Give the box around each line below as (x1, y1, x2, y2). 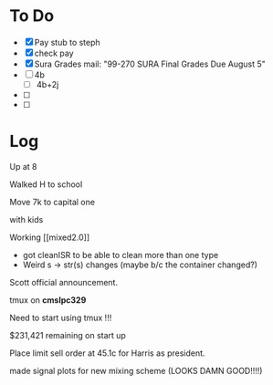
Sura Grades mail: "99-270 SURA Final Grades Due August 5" (34, 58, 267, 69)
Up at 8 (9, 161, 37, 172)
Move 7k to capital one (9, 196, 96, 207)
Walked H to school (9, 179, 83, 190)
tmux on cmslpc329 (9, 294, 87, 306)
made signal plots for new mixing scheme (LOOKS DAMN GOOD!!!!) (9, 365, 263, 376)
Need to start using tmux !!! (9, 312, 112, 323)
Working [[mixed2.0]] (9, 232, 90, 243)
